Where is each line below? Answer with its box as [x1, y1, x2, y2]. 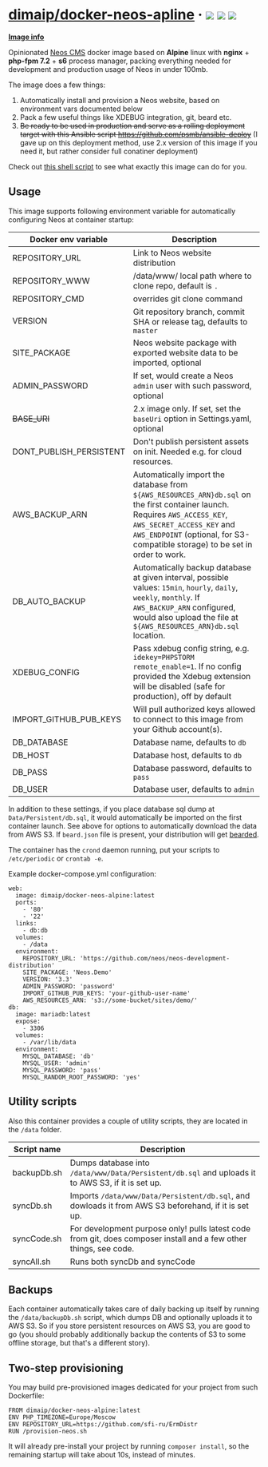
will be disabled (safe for [132, 681, 226, 692]
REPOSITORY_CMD [12, 293, 85, 304]
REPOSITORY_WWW [12, 275, 90, 286]
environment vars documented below [19, 104, 144, 113]
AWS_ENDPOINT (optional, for [132, 529, 233, 540]
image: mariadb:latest [15, 1010, 91, 1018]
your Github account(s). [132, 723, 223, 734]
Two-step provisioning [8, 1361, 124, 1375]
